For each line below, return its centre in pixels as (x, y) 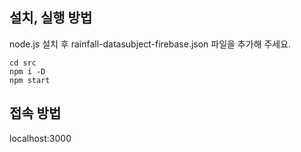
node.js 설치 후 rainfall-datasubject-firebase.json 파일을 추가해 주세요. (150, 44)
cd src (23, 63)
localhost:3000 (40, 138)
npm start (30, 80)
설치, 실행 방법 (51, 18)
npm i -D (27, 71)
